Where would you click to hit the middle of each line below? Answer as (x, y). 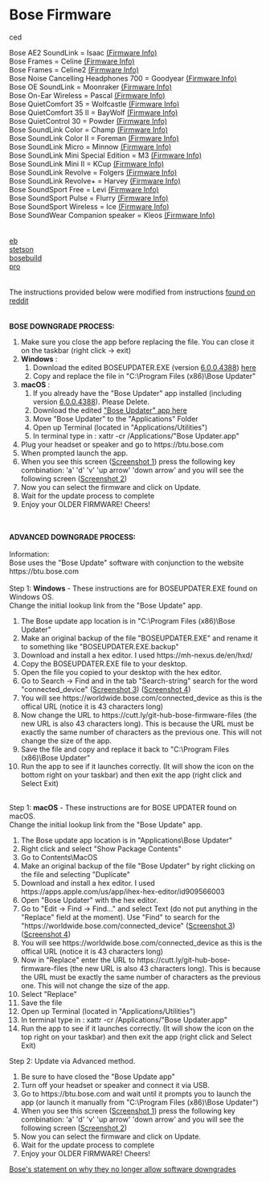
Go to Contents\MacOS (59, 857)
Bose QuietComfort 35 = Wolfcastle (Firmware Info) (94, 104)
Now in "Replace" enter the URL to (78, 960)
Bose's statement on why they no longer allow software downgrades (123, 1169)
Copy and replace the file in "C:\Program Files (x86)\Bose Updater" (144, 376)
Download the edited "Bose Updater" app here (110, 410)
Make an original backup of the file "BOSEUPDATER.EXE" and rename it (139, 638)
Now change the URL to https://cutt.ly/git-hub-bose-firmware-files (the (139, 715)
